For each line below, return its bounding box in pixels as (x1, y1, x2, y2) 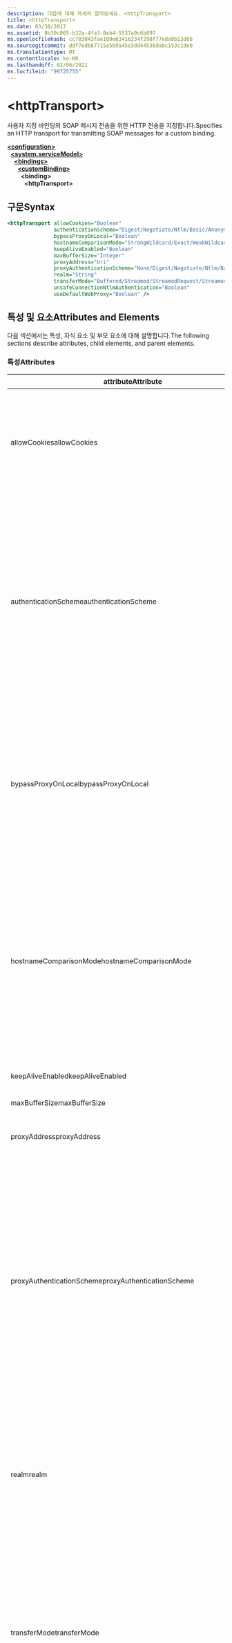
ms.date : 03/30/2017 (7, 23, 67, 30)
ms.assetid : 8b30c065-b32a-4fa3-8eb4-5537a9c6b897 (7, 29, 156, 37)
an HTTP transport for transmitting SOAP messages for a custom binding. (7, 129, 216, 138)
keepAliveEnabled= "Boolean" (53, 245, 135, 252)
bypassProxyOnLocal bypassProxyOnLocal (10, 779, 149, 788)
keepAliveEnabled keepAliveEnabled (10, 1071, 126, 1081)
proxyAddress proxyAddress (10, 1131, 101, 1141)
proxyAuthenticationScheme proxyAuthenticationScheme (10, 1276, 195, 1285)
